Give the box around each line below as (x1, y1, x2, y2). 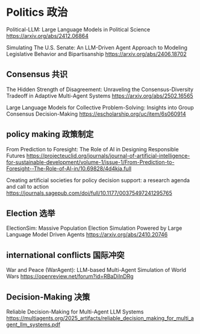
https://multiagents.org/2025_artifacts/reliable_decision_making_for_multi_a (6, 315, 194, 321)
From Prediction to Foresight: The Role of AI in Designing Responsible (6, 145, 179, 153)
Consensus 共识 (6, 69, 68, 80)
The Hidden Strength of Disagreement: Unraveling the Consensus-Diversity (6, 86, 194, 93)
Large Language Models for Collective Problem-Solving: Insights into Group (6, 104, 194, 111)
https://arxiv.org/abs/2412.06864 (6, 32, 89, 39)
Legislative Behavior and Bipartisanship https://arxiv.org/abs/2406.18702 (6, 50, 187, 57)
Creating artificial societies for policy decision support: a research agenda (6, 176, 190, 184)
